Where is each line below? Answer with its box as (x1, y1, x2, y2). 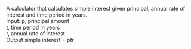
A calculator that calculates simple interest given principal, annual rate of (6, 5, 186, 12)
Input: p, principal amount (6, 18, 70, 24)
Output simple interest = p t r (6, 37, 75, 43)
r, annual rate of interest (6, 30, 65, 37)
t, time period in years (6, 24, 60, 31)
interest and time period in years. (6, 11, 88, 18)
